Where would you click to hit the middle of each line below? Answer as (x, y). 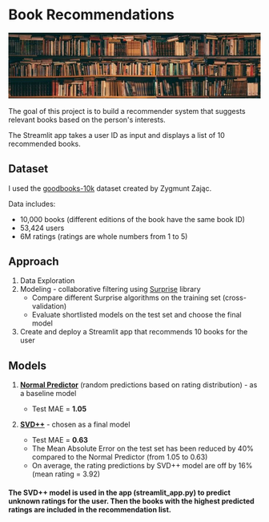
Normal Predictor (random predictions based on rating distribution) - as (139, 385)
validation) (49, 306)
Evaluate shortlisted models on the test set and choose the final (137, 315)
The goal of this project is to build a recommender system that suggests (127, 111)
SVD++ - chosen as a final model (75, 425)
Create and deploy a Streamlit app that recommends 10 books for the (134, 332)
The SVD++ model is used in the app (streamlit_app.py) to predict (119, 492)
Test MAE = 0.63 (60, 440)
